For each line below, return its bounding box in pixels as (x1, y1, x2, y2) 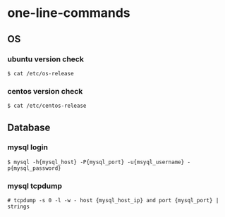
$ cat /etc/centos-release (7, 102, 87, 110)
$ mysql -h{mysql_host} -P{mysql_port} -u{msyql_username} (7, 159, 185, 166)
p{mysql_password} (7, 164, 61, 172)
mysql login (7, 142, 48, 152)
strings (7, 203, 30, 211)
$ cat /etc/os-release (7, 70, 74, 77)
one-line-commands (7, 5, 130, 21)
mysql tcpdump (7, 181, 62, 191)
